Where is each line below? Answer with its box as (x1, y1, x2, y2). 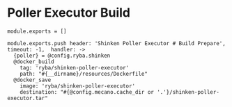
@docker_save (13, 76, 52, 83)
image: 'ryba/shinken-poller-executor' (20, 82, 136, 90)
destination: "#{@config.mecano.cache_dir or (20, 88, 155, 95)
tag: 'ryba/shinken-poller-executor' (20, 64, 130, 71)
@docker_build (13, 58, 54, 65)
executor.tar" (7, 94, 49, 101)
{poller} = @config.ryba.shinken (13, 52, 111, 59)
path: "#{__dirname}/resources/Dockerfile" (20, 70, 148, 77)
